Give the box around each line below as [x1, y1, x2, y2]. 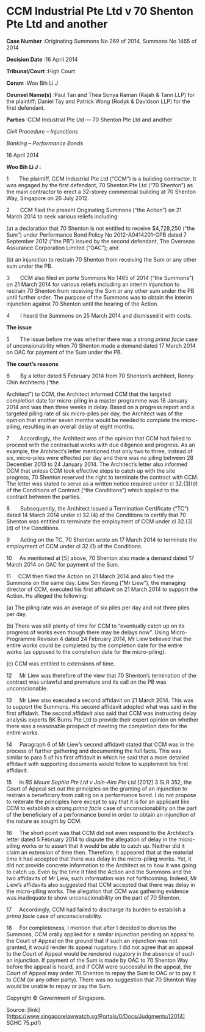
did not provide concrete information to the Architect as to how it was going [6, 861, 196, 869]
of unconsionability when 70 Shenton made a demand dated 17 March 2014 [6, 342, 196, 349]
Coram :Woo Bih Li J [6, 79, 59, 87]
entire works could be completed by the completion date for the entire [6, 642, 183, 649]
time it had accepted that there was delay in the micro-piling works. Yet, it [6, 855, 192, 862]
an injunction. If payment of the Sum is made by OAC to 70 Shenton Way [6, 956, 189, 964]
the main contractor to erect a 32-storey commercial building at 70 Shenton [6, 188, 196, 195]
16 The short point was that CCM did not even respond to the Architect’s [6, 829, 194, 836]
